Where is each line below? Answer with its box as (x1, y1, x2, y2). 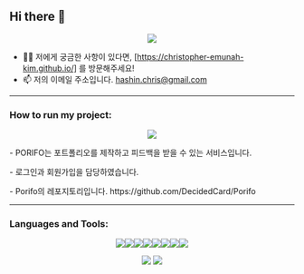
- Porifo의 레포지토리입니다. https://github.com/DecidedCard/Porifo (9, 186, 256, 197)
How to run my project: (9, 108, 112, 121)
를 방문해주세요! (78, 63, 135, 73)
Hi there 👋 (9, 9, 66, 24)
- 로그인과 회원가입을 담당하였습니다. (9, 167, 139, 178)
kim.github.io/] (22, 63, 77, 73)
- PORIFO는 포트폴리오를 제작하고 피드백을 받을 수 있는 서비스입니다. (9, 147, 252, 159)
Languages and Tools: (9, 218, 109, 230)
